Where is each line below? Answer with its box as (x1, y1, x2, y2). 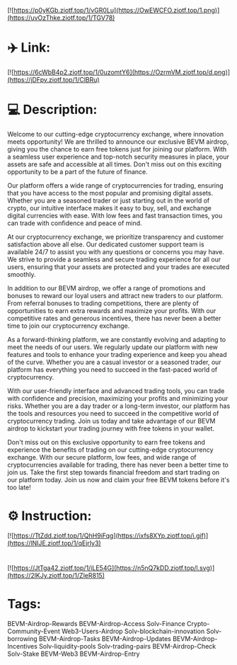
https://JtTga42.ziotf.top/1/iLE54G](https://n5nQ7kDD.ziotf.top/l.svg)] (13, 564, 215, 572)
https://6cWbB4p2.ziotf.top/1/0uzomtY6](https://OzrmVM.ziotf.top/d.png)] (13, 67, 231, 76)
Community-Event (7, 627, 60, 635)
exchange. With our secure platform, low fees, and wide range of (7, 453, 197, 461)
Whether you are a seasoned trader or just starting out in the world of (7, 196, 210, 205)
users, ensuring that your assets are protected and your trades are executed (7, 262, 230, 271)
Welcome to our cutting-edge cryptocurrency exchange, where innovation (7, 130, 224, 138)
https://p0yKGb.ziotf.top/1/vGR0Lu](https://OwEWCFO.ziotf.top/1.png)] (13, 6, 220, 14)
